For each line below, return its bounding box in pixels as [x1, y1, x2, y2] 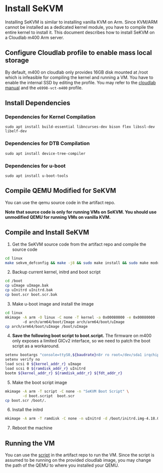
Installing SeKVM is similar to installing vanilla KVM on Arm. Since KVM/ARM [5, 19, 158, 25]
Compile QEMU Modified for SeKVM [5, 187, 116, 195]
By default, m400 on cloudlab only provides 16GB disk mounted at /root [5, 69, 148, 75]
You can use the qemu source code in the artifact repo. [5, 199, 115, 205]
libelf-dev [5, 129, 27, 134]
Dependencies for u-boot [5, 162, 66, 169]
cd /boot [5, 279, 23, 284]
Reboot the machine [12, 425, 52, 431]
